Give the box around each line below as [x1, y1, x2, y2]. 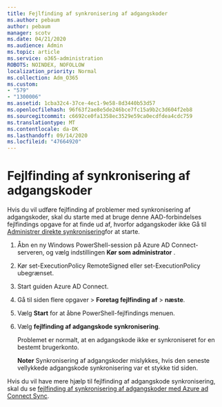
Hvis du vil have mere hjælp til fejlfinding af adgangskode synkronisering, [7, 377, 216, 386]
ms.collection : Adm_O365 [7, 74, 79, 81]
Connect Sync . [7, 392, 50, 400]
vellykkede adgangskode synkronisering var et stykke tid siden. [17, 364, 199, 373]
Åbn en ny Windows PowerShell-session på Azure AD [17, 241, 170, 249]
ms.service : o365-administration [7, 55, 103, 62]
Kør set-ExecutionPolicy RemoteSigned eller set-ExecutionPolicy [17, 261, 201, 270]
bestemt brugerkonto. [17, 343, 79, 352]
